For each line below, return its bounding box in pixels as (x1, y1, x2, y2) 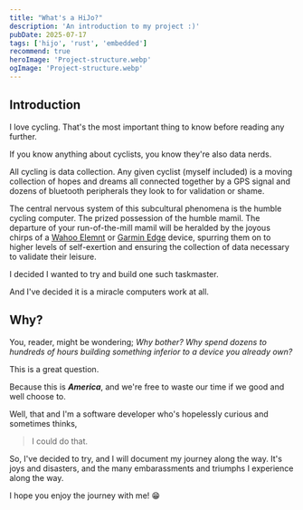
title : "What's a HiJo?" (9, 13, 103, 23)
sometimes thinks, (9, 418, 78, 428)
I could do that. (31, 436, 89, 447)
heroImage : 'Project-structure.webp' (9, 55, 152, 64)
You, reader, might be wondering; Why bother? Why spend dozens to (9, 336, 267, 347)
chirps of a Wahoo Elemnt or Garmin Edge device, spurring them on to (9, 232, 271, 243)
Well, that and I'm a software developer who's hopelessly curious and (9, 409, 269, 419)
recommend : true (9, 47, 71, 56)
